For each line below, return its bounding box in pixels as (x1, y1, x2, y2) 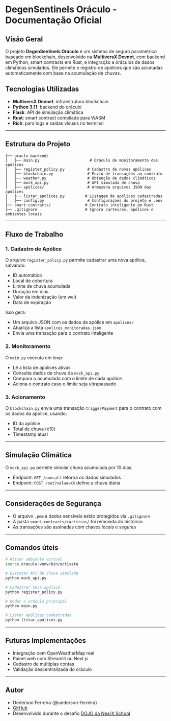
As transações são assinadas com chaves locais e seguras (12, 524, 136, 530)
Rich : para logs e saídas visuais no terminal (12, 120, 104, 126)
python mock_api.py (5, 575, 47, 580)
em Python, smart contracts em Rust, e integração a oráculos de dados (5, 59, 155, 65)
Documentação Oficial (5, 14, 102, 26)
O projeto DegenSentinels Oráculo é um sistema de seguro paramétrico (5, 49, 157, 54)
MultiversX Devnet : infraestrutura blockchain (12, 98, 109, 104)
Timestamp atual (12, 431, 48, 437)
